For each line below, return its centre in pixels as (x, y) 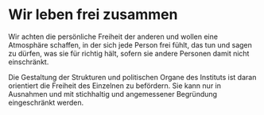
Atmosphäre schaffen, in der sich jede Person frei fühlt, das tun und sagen (130, 44)
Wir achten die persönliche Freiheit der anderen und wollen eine (113, 36)
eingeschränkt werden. (46, 102)
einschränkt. (29, 62)
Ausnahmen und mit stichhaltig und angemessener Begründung (113, 94)
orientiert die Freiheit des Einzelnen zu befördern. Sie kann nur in (115, 86)
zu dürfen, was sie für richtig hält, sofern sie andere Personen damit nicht (129, 53)
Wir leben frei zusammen (93, 15)
